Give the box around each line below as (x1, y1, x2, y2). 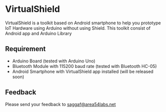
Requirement (5, 45, 46, 53)
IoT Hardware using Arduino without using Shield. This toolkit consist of (5, 25, 151, 31)
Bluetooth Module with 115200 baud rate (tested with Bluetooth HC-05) (12, 63, 157, 69)
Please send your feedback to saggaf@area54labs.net (5, 101, 116, 107)
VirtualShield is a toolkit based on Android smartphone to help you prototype (5, 20, 161, 26)
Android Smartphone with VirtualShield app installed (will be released (12, 68, 154, 74)
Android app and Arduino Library (5, 30, 72, 36)
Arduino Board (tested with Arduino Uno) (12, 58, 95, 64)
